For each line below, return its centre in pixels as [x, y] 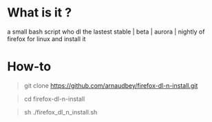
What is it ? [40, 13]
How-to [29, 67]
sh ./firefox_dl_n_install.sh [61, 112]
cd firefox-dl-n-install [54, 99]
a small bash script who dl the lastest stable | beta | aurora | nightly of [106, 32]
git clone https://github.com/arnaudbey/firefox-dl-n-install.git [111, 85]
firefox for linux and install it [46, 38]
